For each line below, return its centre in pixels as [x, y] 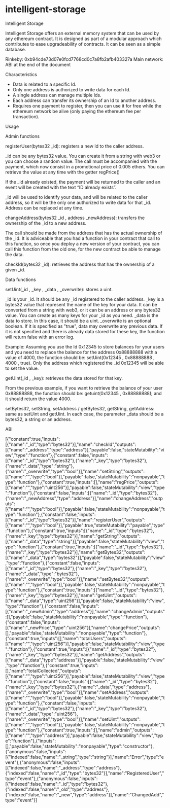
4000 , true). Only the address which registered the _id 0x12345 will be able [84, 363]
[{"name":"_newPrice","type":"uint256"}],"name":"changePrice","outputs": [83, 627]
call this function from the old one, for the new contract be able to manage [83, 249]
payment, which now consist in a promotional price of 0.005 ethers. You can [85, 166]
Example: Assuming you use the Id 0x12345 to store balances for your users [85, 346]
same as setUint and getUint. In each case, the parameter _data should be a [84, 414]
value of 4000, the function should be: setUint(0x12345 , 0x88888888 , [80, 357]
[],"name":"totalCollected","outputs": [43, 671]
